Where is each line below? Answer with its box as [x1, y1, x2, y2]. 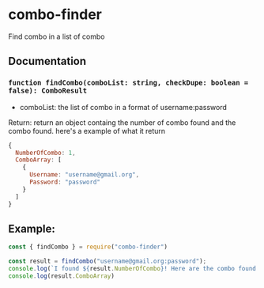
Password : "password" [28, 178, 101, 186]
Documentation [8, 55, 87, 68]
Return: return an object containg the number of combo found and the [8, 117, 236, 127]
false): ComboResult [8, 86, 88, 96]
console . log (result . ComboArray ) [8, 271, 115, 280]
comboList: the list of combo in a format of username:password [19, 102, 228, 112]
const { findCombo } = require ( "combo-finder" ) [8, 243, 168, 251]
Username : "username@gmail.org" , [28, 171, 140, 179]
